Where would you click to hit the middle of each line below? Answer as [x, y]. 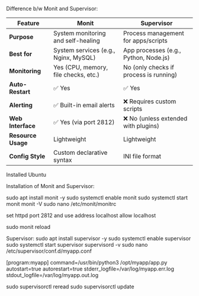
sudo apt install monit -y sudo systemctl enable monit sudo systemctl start [97, 198]
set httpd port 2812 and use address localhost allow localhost [81, 215]
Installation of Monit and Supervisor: [50, 186]
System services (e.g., [84, 50]
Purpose [21, 37]
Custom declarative [80, 152]
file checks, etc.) [76, 75]
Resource [23, 136]
